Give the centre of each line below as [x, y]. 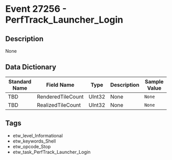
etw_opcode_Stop [32, 146]
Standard [20, 82]
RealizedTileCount [59, 105]
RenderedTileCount [60, 96]
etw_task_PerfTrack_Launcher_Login [52, 152]
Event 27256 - [36, 9]
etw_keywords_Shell [34, 141]
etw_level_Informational [38, 135]
